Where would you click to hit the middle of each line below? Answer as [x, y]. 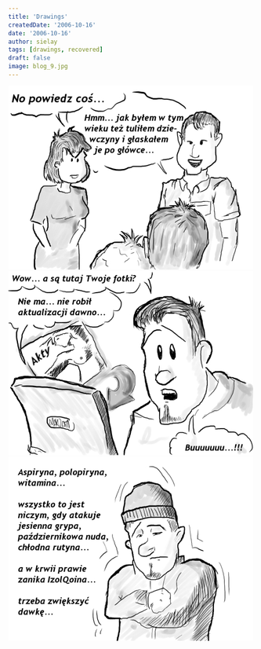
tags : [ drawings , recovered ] [56, 50]
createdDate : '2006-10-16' [52, 25]
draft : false [29, 58]
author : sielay [33, 42]
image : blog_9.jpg [38, 67]
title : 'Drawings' [38, 16]
